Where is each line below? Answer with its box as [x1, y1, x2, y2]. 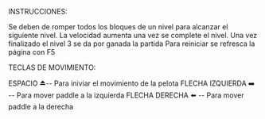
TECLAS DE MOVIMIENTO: [8, 63, 96, 72]
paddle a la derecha [8, 102, 74, 111]
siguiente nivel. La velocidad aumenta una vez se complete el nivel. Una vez [8, 31, 258, 40]
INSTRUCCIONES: [8, 7, 68, 16]
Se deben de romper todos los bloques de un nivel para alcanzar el [8, 22, 228, 31]
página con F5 [8, 48, 56, 56]
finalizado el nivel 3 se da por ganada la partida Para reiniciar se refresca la [8, 39, 255, 48]
